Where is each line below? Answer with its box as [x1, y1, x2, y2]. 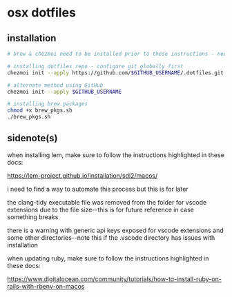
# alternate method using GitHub [7, 81, 104, 89]
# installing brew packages [7, 101, 88, 107]
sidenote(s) [7, 132, 58, 144]
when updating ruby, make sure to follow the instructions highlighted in [7, 254, 209, 263]
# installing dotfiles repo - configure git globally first [7, 63, 184, 70]
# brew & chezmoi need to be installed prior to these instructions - [7, 50, 215, 57]
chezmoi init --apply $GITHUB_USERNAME [7, 88, 122, 95]
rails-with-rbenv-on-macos [7, 282, 85, 290]
